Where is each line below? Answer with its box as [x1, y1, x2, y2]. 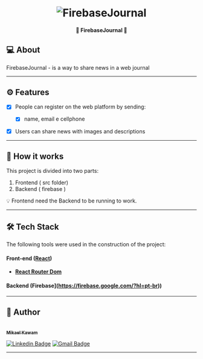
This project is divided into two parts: [6, 167, 98, 175]
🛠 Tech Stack [6, 221, 59, 232]
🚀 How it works [6, 151, 64, 161]
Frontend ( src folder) [14, 179, 68, 186]
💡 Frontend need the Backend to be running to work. [6, 197, 137, 204]
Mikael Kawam [6, 329, 38, 336]
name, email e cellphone [24, 115, 85, 122]
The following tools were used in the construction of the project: [6, 241, 166, 248]
